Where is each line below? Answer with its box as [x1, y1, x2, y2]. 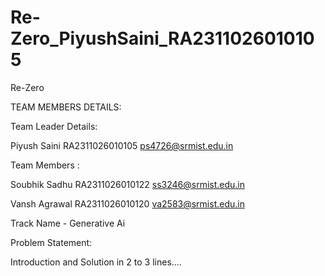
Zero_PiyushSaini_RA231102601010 [10, 27, 315, 50]
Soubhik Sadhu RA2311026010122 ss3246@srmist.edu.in [10, 178, 246, 190]
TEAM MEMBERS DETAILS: [10, 101, 122, 113]
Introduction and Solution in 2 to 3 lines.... [10, 256, 182, 268]
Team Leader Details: [10, 120, 98, 132]
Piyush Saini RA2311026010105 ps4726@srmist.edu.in [10, 139, 234, 151]
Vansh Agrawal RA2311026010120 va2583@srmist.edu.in [10, 197, 245, 210]
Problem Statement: [10, 236, 93, 248]
